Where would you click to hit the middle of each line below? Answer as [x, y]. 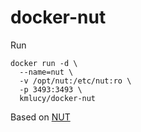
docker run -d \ [44, 63]
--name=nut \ [46, 72]
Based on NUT [40, 117]
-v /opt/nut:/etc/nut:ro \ [75, 81]
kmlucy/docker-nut [58, 98]
